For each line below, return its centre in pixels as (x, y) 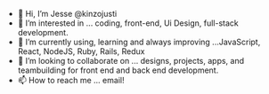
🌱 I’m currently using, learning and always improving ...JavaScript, (139, 42)
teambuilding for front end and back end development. (118, 70)
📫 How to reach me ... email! (71, 80)
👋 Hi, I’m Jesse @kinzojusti (67, 14)
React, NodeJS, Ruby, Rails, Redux (81, 51)
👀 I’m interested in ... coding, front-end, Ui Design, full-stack (128, 23)
